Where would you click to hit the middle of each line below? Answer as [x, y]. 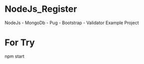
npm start [15, 56]
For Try [20, 43]
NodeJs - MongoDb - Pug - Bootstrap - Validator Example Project [72, 23]
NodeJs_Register [41, 9]
